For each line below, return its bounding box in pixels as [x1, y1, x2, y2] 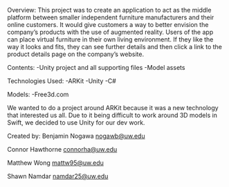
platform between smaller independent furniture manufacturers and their [7, 13, 214, 21]
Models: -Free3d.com [7, 90, 69, 98]
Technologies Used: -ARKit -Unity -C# [7, 77, 116, 85]
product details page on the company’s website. [7, 50, 144, 58]
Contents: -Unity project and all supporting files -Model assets [7, 64, 185, 71]
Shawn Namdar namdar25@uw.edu [7, 172, 109, 180]
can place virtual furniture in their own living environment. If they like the [7, 35, 214, 44]
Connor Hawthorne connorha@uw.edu [7, 145, 118, 153]
